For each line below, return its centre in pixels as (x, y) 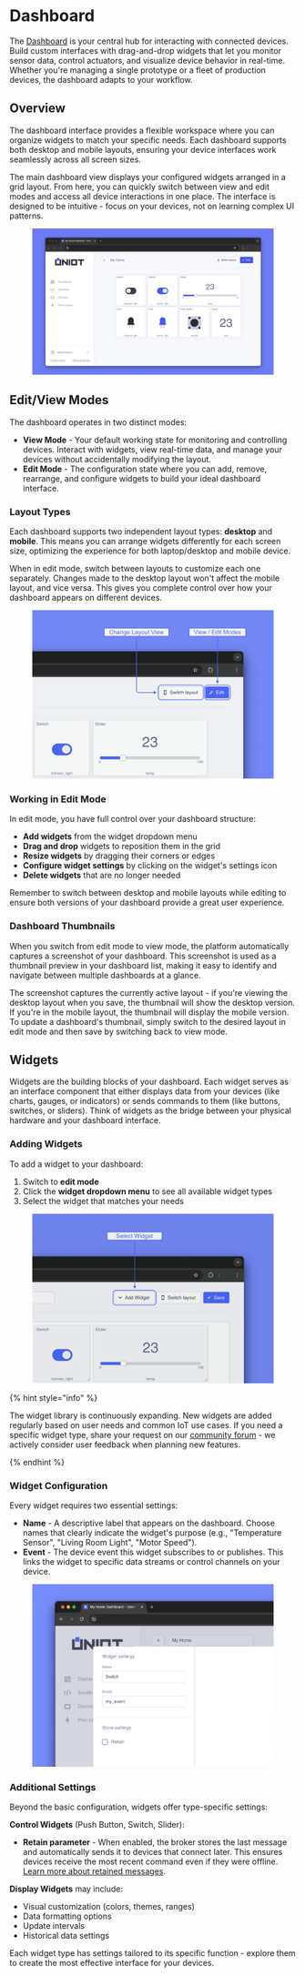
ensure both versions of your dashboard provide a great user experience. (147, 903)
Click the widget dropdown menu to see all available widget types (147, 1191)
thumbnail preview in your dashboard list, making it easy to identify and (143, 965)
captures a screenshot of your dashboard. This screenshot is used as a (143, 956)
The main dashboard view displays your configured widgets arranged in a (148, 177)
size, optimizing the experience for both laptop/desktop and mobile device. (150, 551)
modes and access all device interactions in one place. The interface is (142, 196)
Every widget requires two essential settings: (94, 1506)
